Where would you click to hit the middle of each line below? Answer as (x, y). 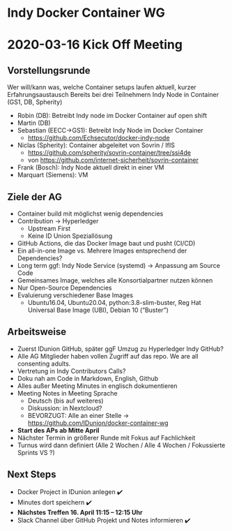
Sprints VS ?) (36, 452)
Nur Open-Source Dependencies (64, 288)
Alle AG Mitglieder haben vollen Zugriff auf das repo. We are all (108, 356)
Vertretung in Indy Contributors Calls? (71, 371)
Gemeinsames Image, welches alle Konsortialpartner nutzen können (115, 280)
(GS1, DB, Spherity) (35, 102)
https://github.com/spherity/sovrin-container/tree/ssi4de (109, 153)
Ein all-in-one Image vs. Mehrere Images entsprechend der (102, 250)
